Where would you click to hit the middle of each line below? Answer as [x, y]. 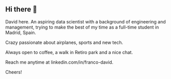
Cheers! [14, 72]
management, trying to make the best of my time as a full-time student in [82, 27]
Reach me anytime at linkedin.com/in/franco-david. [59, 62]
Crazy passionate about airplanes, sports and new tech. [64, 42]
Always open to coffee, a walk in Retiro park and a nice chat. [69, 52]
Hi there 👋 [21, 9]
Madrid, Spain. [21, 32]
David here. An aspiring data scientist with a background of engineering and [86, 21]
